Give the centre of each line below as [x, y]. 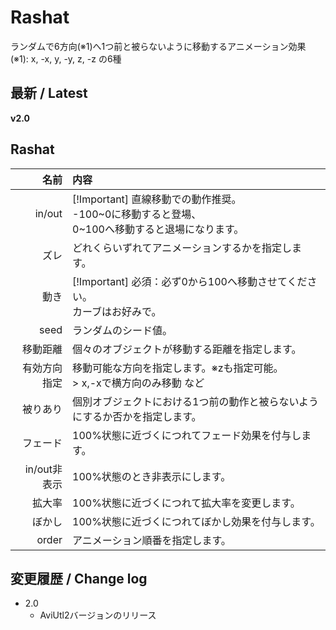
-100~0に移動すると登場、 [137, 214]
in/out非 [43, 469]
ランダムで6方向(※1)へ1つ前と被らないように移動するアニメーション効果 [158, 46]
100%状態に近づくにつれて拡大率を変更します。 [186, 503]
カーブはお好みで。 [117, 311]
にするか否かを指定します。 [137, 416]
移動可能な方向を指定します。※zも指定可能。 [178, 368]
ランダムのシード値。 [122, 330]
